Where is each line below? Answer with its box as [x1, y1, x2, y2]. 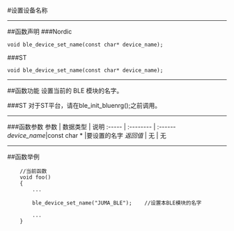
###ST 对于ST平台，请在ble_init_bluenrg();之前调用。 [7, 102, 162, 109]
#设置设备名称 [7, 6, 48, 14]
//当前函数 [19, 168, 47, 175]
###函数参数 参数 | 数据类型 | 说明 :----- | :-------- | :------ [7, 122, 176, 131]
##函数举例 [7, 152, 40, 161]
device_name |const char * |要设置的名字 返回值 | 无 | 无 [7, 132, 166, 139]
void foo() [19, 174, 52, 181]
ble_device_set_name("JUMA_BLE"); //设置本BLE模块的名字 [32, 200, 202, 207]
